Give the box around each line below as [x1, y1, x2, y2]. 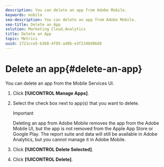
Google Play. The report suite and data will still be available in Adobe [12, 131, 158, 137]
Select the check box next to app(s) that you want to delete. [12, 100, 139, 106]
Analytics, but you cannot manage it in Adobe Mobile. [12, 136, 126, 142]
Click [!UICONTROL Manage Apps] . [12, 90, 89, 96]
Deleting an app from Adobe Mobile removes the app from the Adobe [12, 120, 159, 126]
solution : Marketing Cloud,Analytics [5, 27, 86, 32]
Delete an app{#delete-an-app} [5, 63, 142, 75]
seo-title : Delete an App [5, 22, 60, 27]
